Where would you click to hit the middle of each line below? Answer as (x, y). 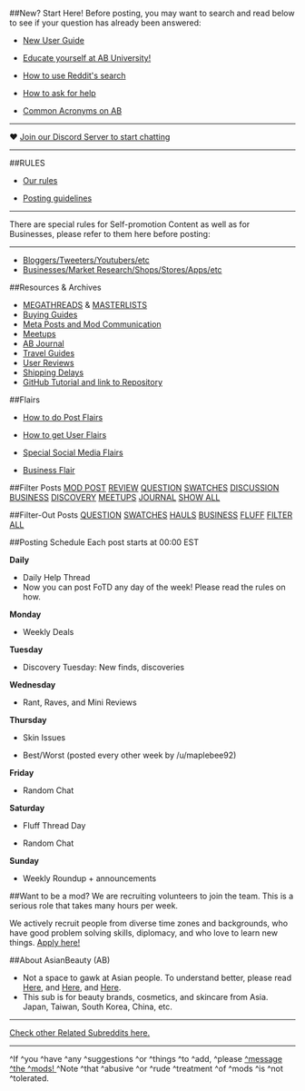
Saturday (27, 808)
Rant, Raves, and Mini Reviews (80, 702)
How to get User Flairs (64, 435)
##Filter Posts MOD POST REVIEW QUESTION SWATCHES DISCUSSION (144, 488)
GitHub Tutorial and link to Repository (93, 382)
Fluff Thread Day (54, 825)
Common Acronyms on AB (72, 111)
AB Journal (44, 343)
